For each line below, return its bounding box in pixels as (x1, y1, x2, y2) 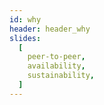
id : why (9, 14, 42, 25)
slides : (9, 33, 42, 43)
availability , (27, 61, 86, 71)
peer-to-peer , (27, 52, 86, 62)
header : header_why (9, 24, 91, 34)
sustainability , (27, 71, 96, 81)
